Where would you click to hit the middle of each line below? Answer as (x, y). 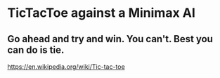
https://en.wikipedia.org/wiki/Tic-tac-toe (66, 67)
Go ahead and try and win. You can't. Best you (110, 39)
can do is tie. (36, 50)
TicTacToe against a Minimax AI (101, 13)
